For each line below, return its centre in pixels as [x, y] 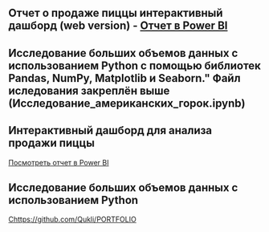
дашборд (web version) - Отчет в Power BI [118, 26]
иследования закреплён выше [89, 90]
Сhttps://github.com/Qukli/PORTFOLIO [72, 219]
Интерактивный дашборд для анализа [110, 130]
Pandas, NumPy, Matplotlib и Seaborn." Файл [124, 78]
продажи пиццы [51, 143]
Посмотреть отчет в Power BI [59, 162]
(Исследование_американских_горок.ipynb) [127, 103]
